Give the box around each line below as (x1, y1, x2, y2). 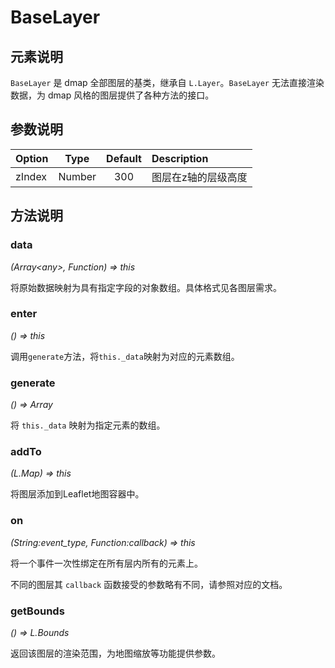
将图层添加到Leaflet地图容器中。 (10, 488, 145, 500)
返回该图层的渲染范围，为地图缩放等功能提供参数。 (10, 647, 221, 659)
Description (151, 151, 209, 165)
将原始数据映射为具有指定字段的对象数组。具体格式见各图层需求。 (10, 281, 282, 293)
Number (58, 169, 97, 183)
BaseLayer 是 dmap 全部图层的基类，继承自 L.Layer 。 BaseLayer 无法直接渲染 (10, 77, 325, 88)
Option (15, 151, 49, 165)
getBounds (10, 604, 65, 618)
